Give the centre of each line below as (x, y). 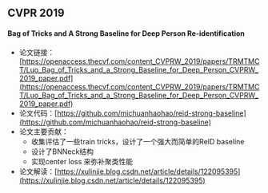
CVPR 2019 (36, 13)
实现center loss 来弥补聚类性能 (82, 161)
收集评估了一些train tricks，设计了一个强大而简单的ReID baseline (138, 141)
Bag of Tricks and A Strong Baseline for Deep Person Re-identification (126, 33)
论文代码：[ (38, 113)
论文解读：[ (38, 171)
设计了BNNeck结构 (62, 152)
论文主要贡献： (44, 132)
